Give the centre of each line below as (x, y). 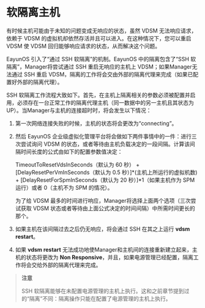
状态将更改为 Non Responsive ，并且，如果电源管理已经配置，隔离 (110, 257)
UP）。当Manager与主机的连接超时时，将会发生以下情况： (79, 110)
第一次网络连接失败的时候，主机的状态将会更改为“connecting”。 (96, 123)
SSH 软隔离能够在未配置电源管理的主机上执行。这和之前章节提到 (103, 291)
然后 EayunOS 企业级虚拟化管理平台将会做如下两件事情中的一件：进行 (103, 136)
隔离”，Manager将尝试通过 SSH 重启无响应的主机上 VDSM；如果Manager (99, 66)
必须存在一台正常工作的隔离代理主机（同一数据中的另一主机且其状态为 (105, 102)
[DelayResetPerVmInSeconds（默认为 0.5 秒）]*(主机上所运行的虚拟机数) (106, 172)
